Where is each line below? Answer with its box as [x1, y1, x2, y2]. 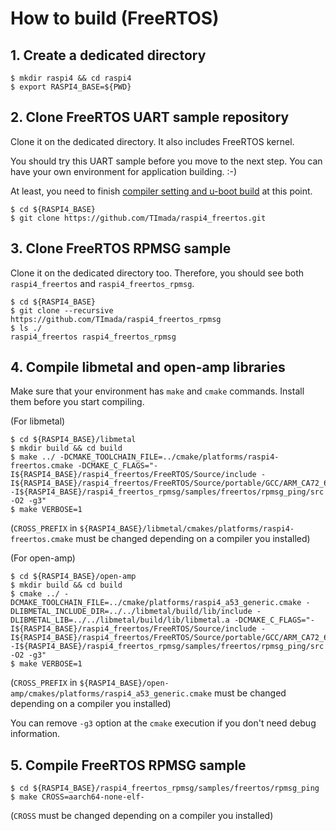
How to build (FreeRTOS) [10, 7, 220, 30]
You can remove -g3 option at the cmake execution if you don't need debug [10, 717, 317, 729]
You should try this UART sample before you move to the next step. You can [10, 155, 323, 167]
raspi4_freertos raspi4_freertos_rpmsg [10, 332, 177, 342]
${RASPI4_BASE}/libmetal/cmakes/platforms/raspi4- [79, 524, 295, 534]
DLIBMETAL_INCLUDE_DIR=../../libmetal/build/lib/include [10, 607, 253, 617]
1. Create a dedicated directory [10, 47, 207, 64]
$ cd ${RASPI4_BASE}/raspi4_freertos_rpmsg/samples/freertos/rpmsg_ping [10, 783, 320, 794]
